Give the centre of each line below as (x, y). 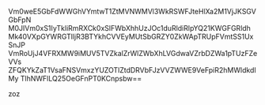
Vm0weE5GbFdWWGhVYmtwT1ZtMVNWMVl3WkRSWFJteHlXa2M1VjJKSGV (132, 11)
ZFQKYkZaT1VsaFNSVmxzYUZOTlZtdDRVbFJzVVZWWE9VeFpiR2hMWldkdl (132, 70)
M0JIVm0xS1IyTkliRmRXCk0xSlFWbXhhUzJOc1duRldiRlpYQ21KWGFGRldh (130, 28)
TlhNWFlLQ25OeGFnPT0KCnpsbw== (81, 79)
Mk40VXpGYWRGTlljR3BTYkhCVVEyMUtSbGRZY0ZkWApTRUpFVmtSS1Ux (131, 36)
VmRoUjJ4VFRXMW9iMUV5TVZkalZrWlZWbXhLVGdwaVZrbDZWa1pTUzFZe (133, 53)
